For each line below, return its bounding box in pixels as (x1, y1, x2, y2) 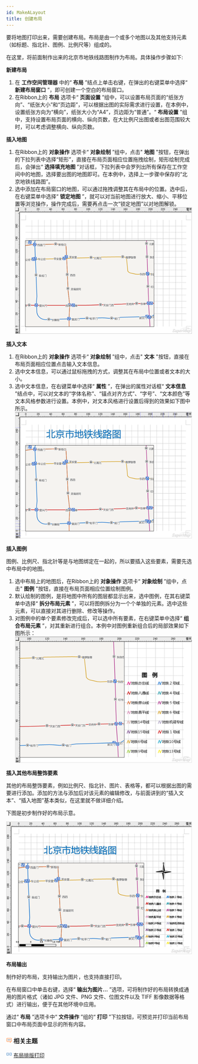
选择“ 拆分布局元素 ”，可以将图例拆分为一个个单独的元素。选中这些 (25, 600, 188, 607)
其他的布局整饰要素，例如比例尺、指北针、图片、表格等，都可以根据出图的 (6, 782, 187, 789)
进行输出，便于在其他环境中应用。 (16, 1001, 99, 1008)
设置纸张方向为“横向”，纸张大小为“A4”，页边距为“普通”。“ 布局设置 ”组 (14, 108, 187, 115)
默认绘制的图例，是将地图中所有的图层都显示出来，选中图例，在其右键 (14, 592, 186, 599)
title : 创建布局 (6, 15, 42, 22)
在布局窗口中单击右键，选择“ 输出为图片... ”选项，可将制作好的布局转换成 (6, 986, 184, 993)
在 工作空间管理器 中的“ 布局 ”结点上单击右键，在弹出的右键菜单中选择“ (14, 79, 188, 86)
